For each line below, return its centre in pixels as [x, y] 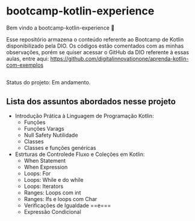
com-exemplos [25, 65]
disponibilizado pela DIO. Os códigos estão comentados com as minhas [95, 46]
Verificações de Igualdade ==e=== [67, 205]
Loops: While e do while [54, 180]
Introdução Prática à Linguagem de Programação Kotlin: [85, 116]
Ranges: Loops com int [52, 193]
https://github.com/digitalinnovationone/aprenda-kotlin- [119, 58]
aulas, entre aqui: [28, 58]
